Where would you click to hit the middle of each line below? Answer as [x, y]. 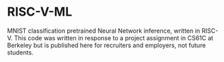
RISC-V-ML [40, 12]
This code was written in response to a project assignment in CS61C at [114, 37]
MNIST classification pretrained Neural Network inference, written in [104, 31]
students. [21, 52]
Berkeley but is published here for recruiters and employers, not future [107, 45]
